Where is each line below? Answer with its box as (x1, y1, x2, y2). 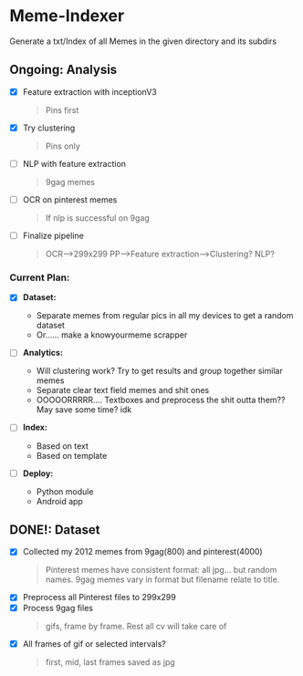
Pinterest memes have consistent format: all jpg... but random (45, 565, 277, 576)
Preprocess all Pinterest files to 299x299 (22, 592, 176, 603)
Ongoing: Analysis (9, 62, 118, 78)
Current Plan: (9, 271, 70, 284)
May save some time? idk (36, 404, 132, 415)
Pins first (45, 104, 79, 115)
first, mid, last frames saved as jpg (45, 656, 175, 667)
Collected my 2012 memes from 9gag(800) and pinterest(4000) (22, 546, 263, 557)
